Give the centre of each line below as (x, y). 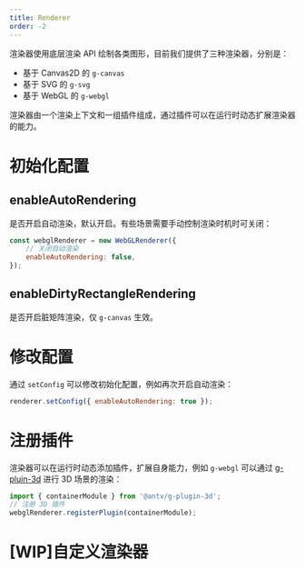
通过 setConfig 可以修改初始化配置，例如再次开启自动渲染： (122, 384)
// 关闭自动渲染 (52, 249)
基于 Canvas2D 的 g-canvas (74, 73)
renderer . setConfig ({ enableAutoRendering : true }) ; (111, 401)
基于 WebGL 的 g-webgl (66, 95)
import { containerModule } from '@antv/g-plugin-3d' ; (115, 496)
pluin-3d (25, 479)
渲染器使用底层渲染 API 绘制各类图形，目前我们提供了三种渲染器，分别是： (149, 53)
